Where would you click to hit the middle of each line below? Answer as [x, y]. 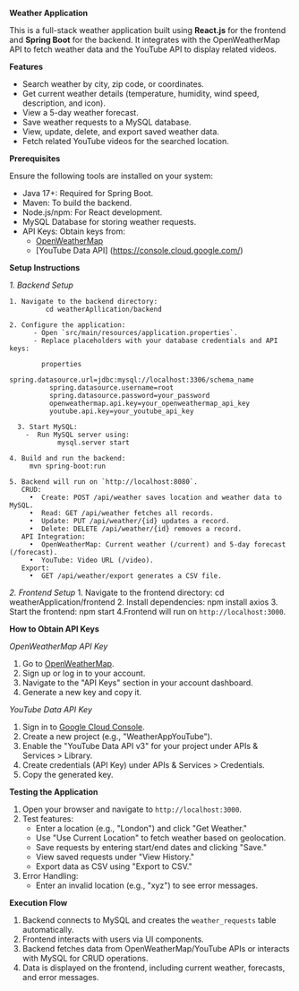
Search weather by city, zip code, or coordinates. [113, 84]
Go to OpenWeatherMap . [68, 664]
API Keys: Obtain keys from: [73, 231]
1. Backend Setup [42, 285]
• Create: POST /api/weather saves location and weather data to [155, 497]
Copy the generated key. [68, 775]
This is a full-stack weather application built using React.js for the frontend [148, 30]
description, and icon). [64, 103]
